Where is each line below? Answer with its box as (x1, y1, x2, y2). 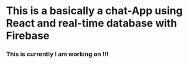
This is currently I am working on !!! (6, 50, 109, 58)
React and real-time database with (6, 16, 177, 30)
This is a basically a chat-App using (6, 4, 183, 18)
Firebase (6, 29, 50, 42)
